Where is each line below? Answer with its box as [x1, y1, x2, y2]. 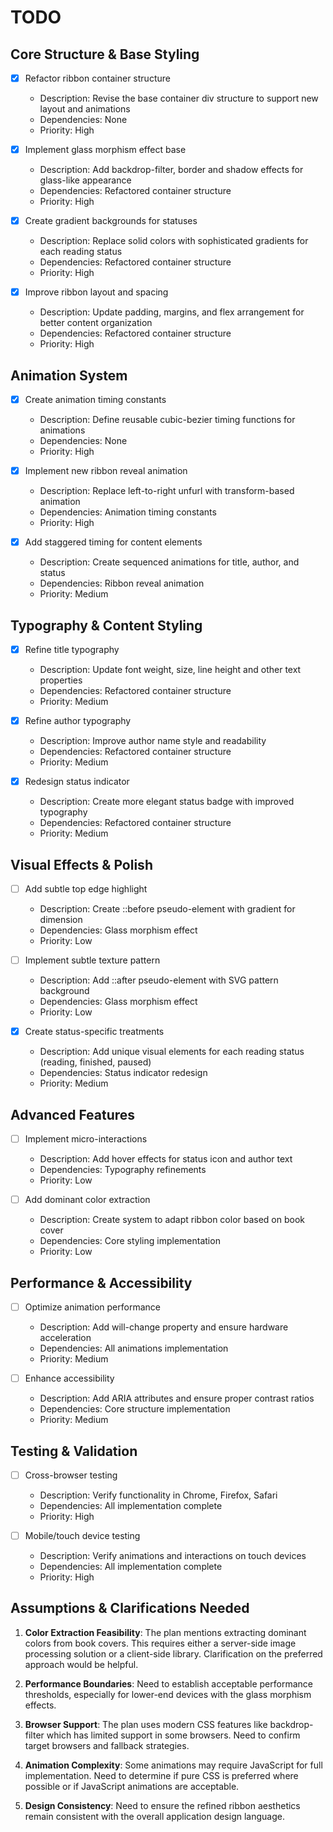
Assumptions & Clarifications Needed [10, 1600, 250, 1617]
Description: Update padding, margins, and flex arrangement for [39, 306, 305, 318]
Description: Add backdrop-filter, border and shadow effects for [39, 164, 304, 176]
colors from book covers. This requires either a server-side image [24, 1637, 297, 1649]
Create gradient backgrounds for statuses [24, 215, 198, 227]
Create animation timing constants [24, 394, 167, 406]
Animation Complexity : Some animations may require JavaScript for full [24, 1759, 323, 1771]
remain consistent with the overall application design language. [24, 1810, 285, 1822]
